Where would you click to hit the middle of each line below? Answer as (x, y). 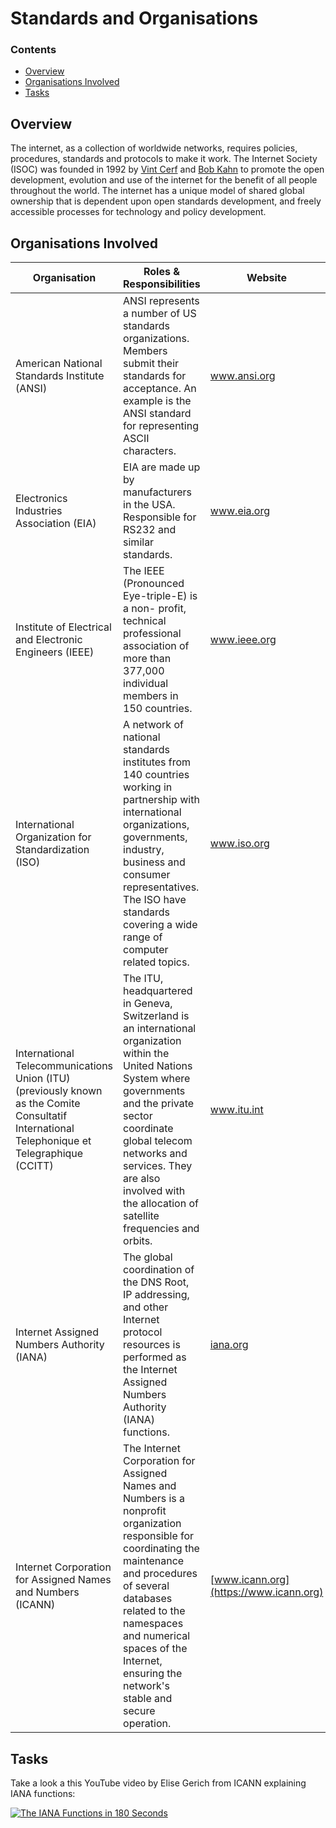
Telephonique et (53, 1141)
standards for (155, 376)
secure (139, 1711)
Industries (39, 511)
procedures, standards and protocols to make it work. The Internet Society (164, 159)
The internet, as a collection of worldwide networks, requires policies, (154, 148)
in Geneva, (148, 1004)
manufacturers (158, 492)
